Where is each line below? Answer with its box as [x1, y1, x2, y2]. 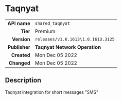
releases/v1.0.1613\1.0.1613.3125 [35, 36, 115, 42]
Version [12, 36, 31, 42]
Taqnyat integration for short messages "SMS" [5, 89, 99, 95]
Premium [35, 28, 56, 35]
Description [5, 76, 41, 84]
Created [11, 52, 31, 59]
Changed [8, 60, 31, 66]
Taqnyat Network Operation [35, 43, 101, 50]
